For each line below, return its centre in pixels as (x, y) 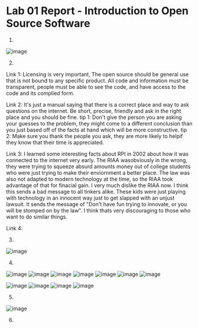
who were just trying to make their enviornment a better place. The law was (98, 172)
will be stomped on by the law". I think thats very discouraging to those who (98, 210)
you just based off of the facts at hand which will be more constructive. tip (97, 130)
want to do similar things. (37, 217)
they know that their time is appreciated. (55, 142)
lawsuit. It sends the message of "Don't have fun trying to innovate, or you (97, 204)
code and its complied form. (40, 93)
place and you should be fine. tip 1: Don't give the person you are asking (94, 117)
